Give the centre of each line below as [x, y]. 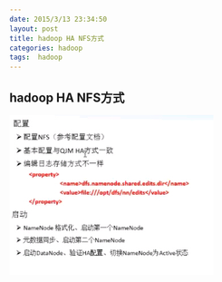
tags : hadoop [36, 58]
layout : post [34, 29]
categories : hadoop [46, 48]
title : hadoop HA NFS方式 [57, 38]
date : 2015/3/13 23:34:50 [58, 19]
